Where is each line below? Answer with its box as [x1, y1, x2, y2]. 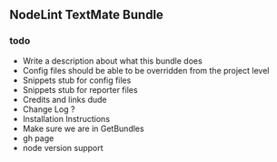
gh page [22, 132, 54, 144]
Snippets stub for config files [22, 75, 132, 86]
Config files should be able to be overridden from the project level [22, 65, 270, 76]
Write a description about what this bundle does [22, 55, 203, 66]
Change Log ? [22, 104, 75, 115]
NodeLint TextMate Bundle [9, 7, 163, 23]
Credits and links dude [22, 94, 107, 105]
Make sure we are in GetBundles [22, 123, 144, 134]
